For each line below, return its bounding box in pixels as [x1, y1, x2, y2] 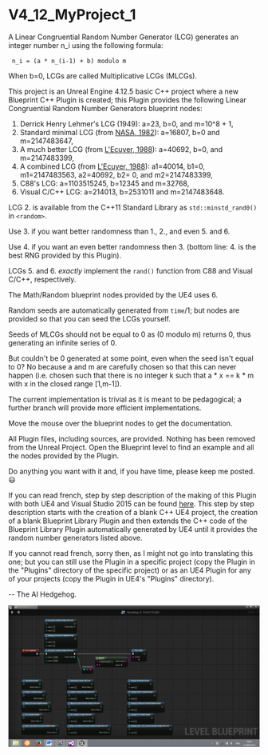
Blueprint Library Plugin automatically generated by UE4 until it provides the [8, 524, 258, 533]
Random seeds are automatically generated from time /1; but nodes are [8, 306, 240, 315]
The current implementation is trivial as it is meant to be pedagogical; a [8, 394, 242, 404]
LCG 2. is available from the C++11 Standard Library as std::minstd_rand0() [8, 202, 258, 212]
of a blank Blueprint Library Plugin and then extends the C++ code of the [8, 516, 247, 525]
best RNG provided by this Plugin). [8, 250, 122, 260]
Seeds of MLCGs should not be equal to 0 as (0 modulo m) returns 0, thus [8, 330, 251, 339]
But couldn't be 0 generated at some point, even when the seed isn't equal [8, 354, 254, 363]
